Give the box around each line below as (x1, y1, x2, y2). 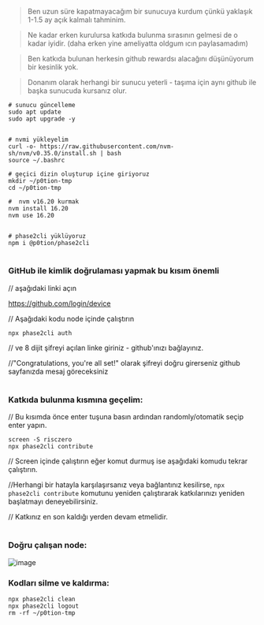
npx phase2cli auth (8, 329, 73, 337)
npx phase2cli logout (8, 602, 80, 610)
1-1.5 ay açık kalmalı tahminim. (27, 15, 126, 24)
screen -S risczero (8, 436, 73, 444)
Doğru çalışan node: (8, 540, 87, 551)
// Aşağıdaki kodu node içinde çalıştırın (8, 314, 135, 323)
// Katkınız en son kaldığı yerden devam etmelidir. (8, 512, 168, 522)
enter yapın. (8, 421, 47, 430)
